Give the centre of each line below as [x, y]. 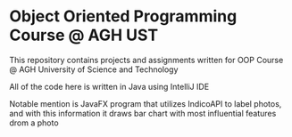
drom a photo [34, 123]
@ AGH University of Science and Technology [94, 69]
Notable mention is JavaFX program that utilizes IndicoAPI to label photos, [146, 103]
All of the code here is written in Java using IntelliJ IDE [109, 86]
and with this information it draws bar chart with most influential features [143, 113]
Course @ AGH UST [84, 35]
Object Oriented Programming [123, 16]
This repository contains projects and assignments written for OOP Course [146, 60]
